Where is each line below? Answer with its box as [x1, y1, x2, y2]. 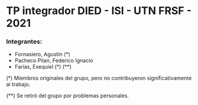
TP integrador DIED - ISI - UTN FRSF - [6, 4, 192, 18]
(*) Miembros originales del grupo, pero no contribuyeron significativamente [6, 74, 192, 82]
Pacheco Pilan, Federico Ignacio [14, 57, 93, 64]
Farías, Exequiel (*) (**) [14, 63, 72, 70]
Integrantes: [6, 38, 43, 46]
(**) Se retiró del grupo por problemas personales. [6, 92, 129, 99]
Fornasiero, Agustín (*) [14, 51, 71, 58]
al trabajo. [6, 81, 31, 88]
